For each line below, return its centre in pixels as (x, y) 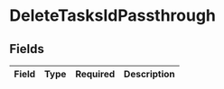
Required (95, 74)
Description (149, 74)
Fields (27, 49)
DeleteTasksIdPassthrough (113, 16)
